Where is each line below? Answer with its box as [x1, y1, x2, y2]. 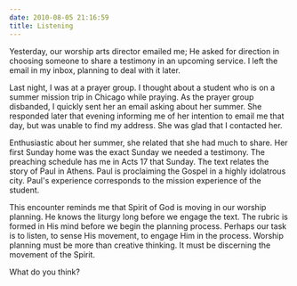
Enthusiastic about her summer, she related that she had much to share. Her [9, 137, 288, 148]
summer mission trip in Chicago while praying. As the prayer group [9, 91, 254, 102]
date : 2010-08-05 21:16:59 [9, 12, 109, 22]
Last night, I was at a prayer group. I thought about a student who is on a [9, 82, 276, 93]
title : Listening [9, 21, 74, 30]
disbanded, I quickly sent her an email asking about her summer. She [9, 101, 262, 111]
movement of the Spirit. [9, 249, 96, 259]
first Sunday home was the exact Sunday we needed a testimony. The [9, 146, 265, 157]
